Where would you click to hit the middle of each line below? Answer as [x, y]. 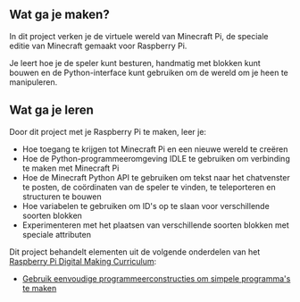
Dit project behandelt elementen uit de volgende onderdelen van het [135, 252]
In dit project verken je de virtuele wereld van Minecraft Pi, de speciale [139, 36]
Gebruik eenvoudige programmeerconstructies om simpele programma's [156, 278]
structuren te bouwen [62, 197]
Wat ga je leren [51, 110]
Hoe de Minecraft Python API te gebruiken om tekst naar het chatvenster [156, 177]
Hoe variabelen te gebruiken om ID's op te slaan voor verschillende [146, 206]
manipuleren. [33, 82]
